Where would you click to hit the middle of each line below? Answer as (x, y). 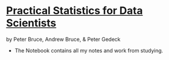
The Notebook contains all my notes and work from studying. (89, 50)
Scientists (31, 23)
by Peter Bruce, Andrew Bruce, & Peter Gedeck (63, 39)
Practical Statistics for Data (74, 11)
